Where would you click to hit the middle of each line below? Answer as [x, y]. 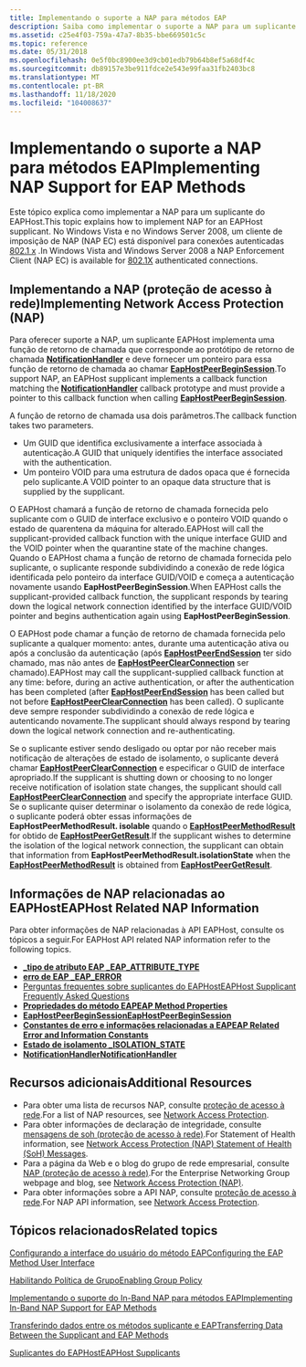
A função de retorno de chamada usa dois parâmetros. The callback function [153, 415]
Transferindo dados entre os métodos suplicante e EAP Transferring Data [146, 1325]
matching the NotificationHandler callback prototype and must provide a [148, 388]
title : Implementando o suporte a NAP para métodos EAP [118, 18]
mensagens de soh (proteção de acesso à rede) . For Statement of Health [159, 1134]
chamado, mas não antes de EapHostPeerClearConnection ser [129, 663]
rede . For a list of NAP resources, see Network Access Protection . [146, 1114]
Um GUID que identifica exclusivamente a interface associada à [142, 443]
